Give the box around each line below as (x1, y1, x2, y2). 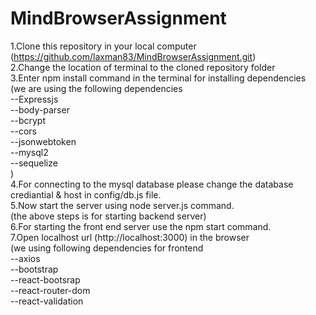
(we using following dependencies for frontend (10, 242, 204, 254)
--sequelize (10, 157, 58, 169)
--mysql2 (10, 146, 49, 158)
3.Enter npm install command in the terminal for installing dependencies (10, 72, 307, 84)
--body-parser (10, 103, 70, 116)
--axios (10, 252, 41, 264)
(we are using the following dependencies (10, 82, 183, 94)
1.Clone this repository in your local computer (10, 40, 197, 52)
